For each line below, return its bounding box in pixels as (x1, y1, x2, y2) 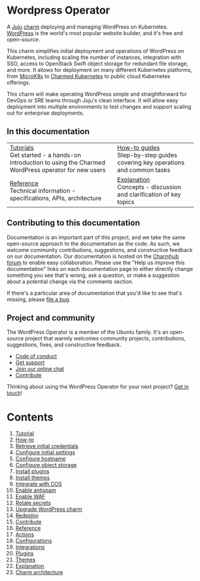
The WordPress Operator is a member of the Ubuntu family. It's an (7, 329, 169, 336)
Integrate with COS (15, 481, 62, 488)
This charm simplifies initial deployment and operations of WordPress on (7, 47, 185, 54)
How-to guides (117, 143, 160, 151)
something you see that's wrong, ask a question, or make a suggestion (7, 271, 180, 279)
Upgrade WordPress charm (15, 506, 82, 513)
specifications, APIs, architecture (9, 194, 101, 202)
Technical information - (9, 187, 76, 195)
